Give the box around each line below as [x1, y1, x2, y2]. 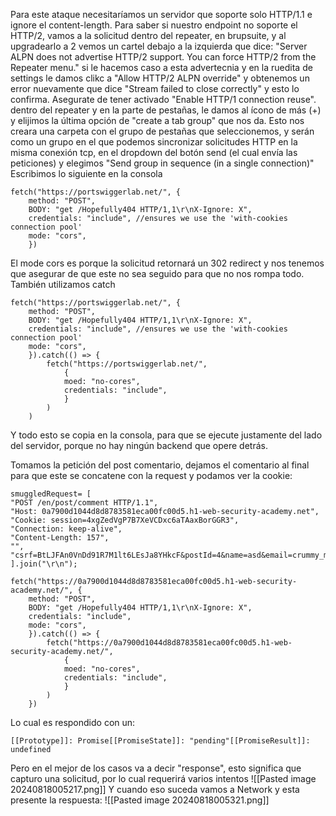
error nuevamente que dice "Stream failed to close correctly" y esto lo [10, 83, 300, 94]
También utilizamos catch [10, 279, 116, 290]
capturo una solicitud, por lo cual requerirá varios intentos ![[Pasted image [10, 773, 317, 784]
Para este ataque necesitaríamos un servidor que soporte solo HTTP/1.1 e [10, 9, 313, 20]
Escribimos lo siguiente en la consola [10, 168, 163, 179]
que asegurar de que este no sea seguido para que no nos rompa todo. [10, 268, 305, 279]
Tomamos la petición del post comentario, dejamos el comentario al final [10, 459, 310, 471]
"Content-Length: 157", [10, 533, 110, 543]
